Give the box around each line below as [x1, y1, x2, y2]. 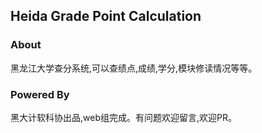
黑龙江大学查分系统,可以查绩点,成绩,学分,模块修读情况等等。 [10, 62, 258, 74]
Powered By [10, 87, 70, 101]
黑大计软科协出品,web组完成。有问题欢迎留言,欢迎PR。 [10, 111, 237, 123]
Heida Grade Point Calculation [10, 8, 202, 25]
